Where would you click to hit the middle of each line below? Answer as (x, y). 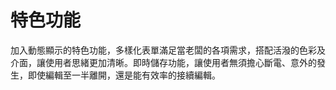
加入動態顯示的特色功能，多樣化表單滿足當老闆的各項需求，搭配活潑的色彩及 (168, 50)
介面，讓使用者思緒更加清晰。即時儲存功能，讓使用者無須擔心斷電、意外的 (163, 62)
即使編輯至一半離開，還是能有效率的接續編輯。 (124, 75)
